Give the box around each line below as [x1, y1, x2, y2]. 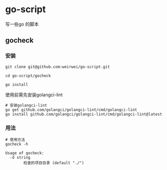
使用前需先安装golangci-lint [5, 92, 63, 98]
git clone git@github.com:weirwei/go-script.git [5, 64, 110, 69]
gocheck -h [5, 141, 28, 147]
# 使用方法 [5, 137, 25, 142]
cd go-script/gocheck [5, 73, 51, 78]
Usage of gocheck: [5, 150, 44, 156]
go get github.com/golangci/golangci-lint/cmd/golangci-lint [5, 107, 138, 112]
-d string [10, 155, 30, 160]
